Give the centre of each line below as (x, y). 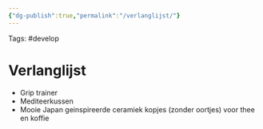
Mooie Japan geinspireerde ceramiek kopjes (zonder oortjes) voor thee (137, 109)
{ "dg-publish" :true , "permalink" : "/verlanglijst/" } (94, 16)
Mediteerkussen (46, 101)
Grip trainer (39, 92)
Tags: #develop (34, 38)
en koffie (34, 118)
